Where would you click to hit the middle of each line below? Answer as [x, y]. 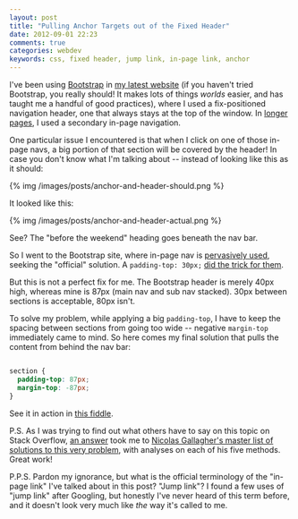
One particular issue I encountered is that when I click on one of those [139, 140]
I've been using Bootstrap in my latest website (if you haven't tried [131, 85]
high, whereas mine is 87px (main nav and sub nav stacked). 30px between [149, 291]
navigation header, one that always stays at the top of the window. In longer [149, 113]
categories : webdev [46, 51]
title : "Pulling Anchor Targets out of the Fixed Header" [119, 26]
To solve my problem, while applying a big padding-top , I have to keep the [145, 318]
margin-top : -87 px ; [54, 387]
